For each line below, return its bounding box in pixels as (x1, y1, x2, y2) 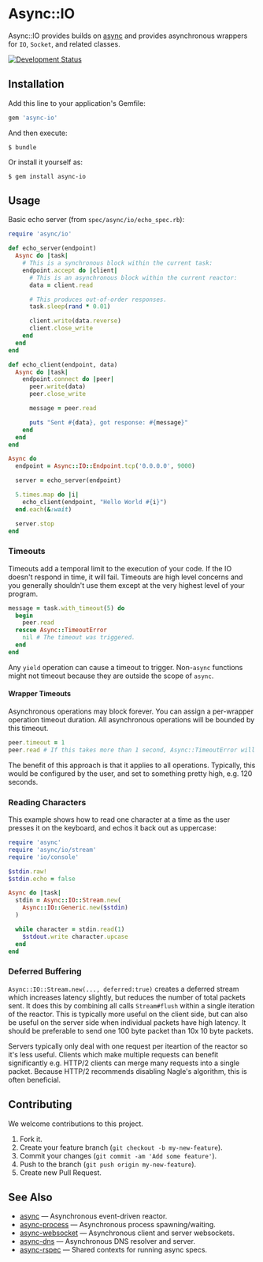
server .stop (15, 519, 55, 528)
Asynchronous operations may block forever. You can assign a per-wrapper (8, 706, 254, 716)
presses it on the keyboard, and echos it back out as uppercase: (8, 823, 217, 833)
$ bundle (8, 143, 37, 151)
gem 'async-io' (8, 114, 58, 122)
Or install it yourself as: (8, 157, 83, 167)
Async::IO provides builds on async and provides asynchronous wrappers (8, 31, 248, 40)
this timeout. (8, 724, 49, 733)
